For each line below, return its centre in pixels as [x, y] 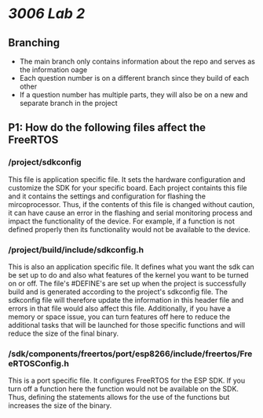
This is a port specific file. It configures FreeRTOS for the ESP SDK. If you [127, 380]
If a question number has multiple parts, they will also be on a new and [134, 95]
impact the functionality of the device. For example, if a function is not [122, 221]
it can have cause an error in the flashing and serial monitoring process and [130, 213]
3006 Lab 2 [47, 14]
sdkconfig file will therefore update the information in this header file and [126, 300]
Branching [34, 43]
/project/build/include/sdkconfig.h [76, 249]
